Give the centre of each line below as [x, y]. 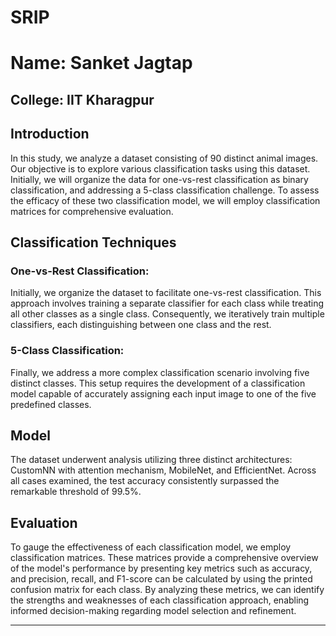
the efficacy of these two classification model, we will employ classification [165, 200]
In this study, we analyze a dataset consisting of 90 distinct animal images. [164, 158]
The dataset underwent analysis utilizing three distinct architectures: [151, 460]
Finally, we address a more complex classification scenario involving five [160, 372]
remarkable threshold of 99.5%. [76, 492]
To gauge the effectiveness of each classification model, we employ [151, 547]
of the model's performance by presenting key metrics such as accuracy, [161, 568]
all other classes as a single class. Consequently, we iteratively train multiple [167, 314]
